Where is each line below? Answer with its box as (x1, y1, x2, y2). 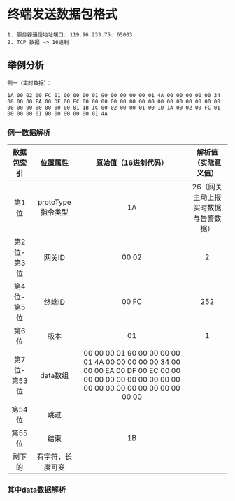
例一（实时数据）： (7, 80, 52, 87)
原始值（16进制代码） (95, 158, 169, 168)
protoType (37, 197, 71, 207)
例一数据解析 (7, 127, 51, 137)
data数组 (40, 371, 69, 381)
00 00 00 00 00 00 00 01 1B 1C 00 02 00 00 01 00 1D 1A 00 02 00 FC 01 (7, 104, 220, 111)
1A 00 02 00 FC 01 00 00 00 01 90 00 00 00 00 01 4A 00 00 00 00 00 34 (7, 92, 220, 99)
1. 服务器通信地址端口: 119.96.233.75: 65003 (7, 31, 133, 38)
